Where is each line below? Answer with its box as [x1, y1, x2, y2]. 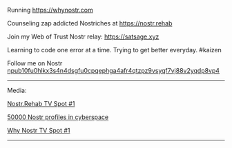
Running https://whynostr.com [7, 6, 93, 14]
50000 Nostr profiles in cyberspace [7, 113, 109, 121]
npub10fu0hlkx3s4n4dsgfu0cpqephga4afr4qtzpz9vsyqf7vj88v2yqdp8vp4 [7, 67, 220, 74]
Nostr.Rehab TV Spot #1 [7, 100, 75, 107]
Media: [7, 86, 27, 94]
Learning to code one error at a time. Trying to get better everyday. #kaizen [7, 46, 222, 54]
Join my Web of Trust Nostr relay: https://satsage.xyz [7, 32, 159, 41]
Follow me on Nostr [7, 59, 63, 67]
